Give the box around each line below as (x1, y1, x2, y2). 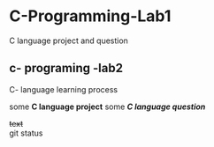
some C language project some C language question (9, 101, 206, 112)
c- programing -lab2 (9, 61, 124, 76)
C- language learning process (9, 84, 118, 94)
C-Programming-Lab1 (9, 6, 172, 26)
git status (9, 128, 43, 138)
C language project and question (9, 35, 128, 46)
